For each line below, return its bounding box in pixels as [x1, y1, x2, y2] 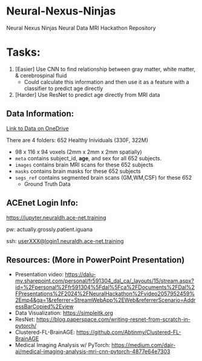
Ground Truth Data [24, 180, 71, 187]
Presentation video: [15, 271, 64, 278]
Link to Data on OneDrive [6, 125, 69, 132]
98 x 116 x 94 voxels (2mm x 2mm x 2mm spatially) [15, 148, 142, 155]
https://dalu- [65, 271, 96, 278]
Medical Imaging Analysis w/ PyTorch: [15, 342, 111, 349]
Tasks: [6, 45, 41, 59]
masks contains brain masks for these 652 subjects [15, 167, 141, 175]
